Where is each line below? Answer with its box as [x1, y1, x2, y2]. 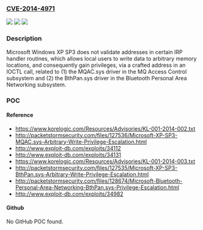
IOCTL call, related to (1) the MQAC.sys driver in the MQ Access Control [6, 67, 187, 75]
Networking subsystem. [6, 81, 67, 88]
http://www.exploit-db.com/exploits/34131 [15, 151, 121, 158]
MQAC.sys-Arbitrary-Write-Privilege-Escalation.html [15, 138, 147, 145]
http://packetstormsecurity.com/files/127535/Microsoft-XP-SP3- [15, 164, 178, 171]
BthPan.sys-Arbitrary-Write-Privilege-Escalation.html [15, 171, 149, 178]
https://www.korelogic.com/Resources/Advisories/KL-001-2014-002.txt [15, 125, 196, 132]
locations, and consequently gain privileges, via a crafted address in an [6, 61, 186, 69]
